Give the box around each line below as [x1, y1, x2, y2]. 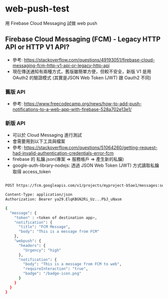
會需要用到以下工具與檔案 [12, 138, 65, 144]
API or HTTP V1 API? [5, 43, 70, 52]
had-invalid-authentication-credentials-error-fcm [12, 150, 114, 156]
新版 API [5, 120, 25, 127]
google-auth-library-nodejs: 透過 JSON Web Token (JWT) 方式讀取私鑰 [12, 162, 159, 168]
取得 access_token [12, 169, 51, 175]
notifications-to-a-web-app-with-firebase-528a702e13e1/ [12, 106, 132, 113]
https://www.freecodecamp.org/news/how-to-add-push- [23, 101, 142, 107]
